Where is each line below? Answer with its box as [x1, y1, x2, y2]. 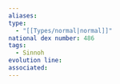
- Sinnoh [15, 49, 45, 57]
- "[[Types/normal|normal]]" [15, 26, 113, 34]
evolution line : [8, 57, 62, 65]
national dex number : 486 [8, 34, 94, 42]
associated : [8, 64, 48, 72]
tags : [8, 42, 26, 50]
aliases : [8, 11, 38, 20]
